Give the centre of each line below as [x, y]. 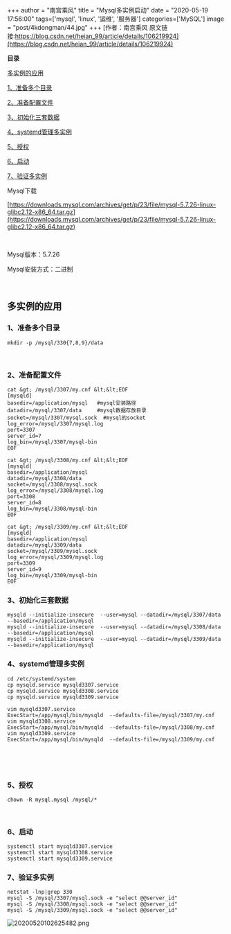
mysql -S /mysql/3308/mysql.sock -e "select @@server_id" [92, 904]
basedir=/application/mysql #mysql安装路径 [72, 403]
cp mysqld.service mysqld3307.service [63, 685]
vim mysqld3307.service [41, 709]
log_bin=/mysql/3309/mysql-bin [52, 575]
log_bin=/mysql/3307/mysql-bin [52, 442]
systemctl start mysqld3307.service [60, 847]
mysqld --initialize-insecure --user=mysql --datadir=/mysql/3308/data [114, 627]
